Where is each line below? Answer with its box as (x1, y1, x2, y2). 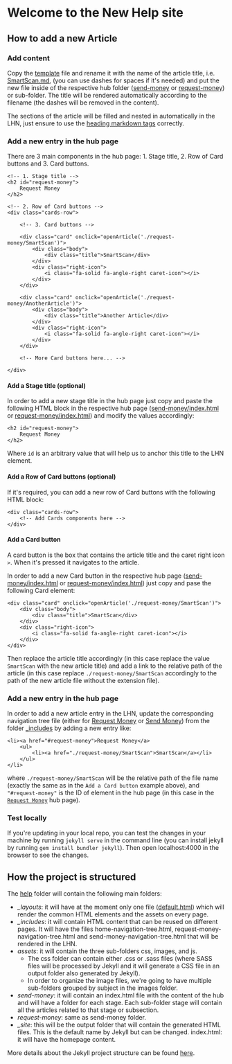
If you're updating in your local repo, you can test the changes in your (7, 829, 206, 837)
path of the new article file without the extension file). (7, 676, 160, 684)
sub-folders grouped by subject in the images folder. (27, 984, 178, 992)
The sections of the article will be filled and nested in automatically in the (7, 112, 215, 120)
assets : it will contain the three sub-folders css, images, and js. (17, 947, 197, 955)
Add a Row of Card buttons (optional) (7, 472, 116, 481)
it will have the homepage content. (17, 1036, 116, 1044)
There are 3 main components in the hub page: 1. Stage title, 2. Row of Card (7, 152, 224, 161)
